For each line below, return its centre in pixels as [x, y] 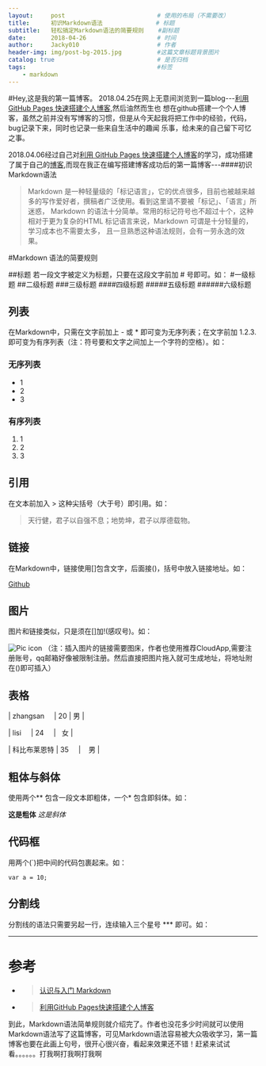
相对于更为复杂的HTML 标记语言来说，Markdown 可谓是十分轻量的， [140, 221]
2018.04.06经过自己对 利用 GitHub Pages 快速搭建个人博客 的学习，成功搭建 [131, 155]
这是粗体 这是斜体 [37, 815]
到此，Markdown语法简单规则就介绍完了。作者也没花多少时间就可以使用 [126, 1024]
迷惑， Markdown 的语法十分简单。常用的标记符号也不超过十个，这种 [141, 211]
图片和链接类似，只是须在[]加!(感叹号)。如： [80, 632]
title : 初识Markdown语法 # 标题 [92, 23]
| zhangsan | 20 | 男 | [46, 716]
